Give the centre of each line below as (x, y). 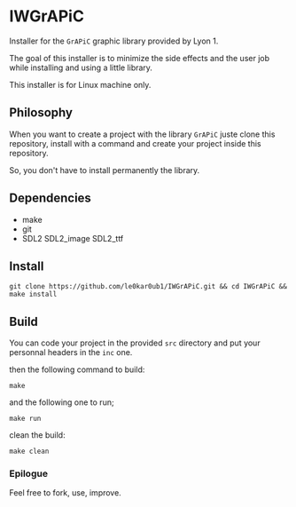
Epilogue (29, 474)
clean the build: (37, 435)
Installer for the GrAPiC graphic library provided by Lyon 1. (114, 41)
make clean (29, 452)
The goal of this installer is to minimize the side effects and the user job (140, 58)
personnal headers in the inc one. (71, 353)
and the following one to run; (62, 402)
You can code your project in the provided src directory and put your (135, 343)
